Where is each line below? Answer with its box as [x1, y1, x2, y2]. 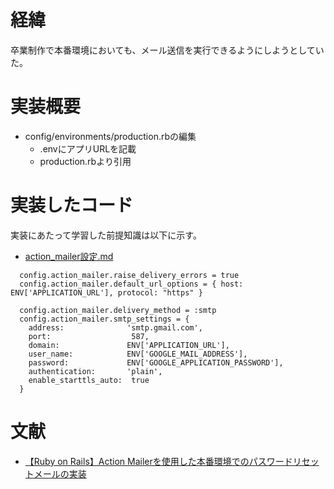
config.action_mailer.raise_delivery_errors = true [19, 270, 240, 280]
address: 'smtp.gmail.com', [28, 322, 203, 333]
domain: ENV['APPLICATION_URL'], [28, 340, 230, 350]
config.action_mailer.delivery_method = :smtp [19, 305, 217, 315]
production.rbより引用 [39, 155, 132, 167]
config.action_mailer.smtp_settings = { [19, 314, 190, 324]
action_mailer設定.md [24, 250, 114, 262]
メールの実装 [33, 467, 87, 480]
